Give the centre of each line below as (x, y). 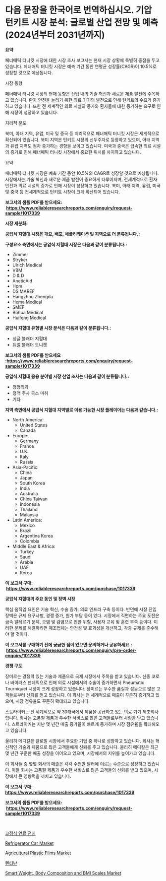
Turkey (27, 551)
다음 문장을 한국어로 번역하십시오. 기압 (79, 10)
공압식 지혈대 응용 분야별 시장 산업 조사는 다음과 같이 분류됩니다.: (67, 376)
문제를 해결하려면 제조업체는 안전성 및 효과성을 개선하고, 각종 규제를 (80, 628)
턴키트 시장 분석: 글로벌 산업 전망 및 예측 (82, 23)
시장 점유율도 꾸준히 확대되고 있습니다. (53, 701)
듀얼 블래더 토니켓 (29, 344)
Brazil (26, 530)
